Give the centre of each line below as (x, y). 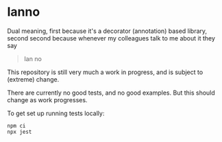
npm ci (16, 126)
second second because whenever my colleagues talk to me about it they (111, 38)
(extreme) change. (33, 79)
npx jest (20, 132)
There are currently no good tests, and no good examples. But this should (111, 93)
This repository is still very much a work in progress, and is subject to (105, 72)
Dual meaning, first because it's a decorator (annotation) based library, (107, 31)
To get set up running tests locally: (56, 113)
